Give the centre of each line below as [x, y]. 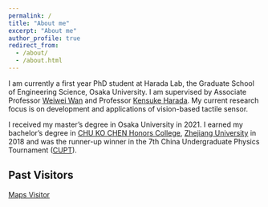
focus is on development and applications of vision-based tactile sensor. [128, 108]
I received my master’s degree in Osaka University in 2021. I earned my [126, 124]
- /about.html [39, 61]
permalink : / [30, 16]
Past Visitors [41, 175]
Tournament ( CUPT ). [43, 150]
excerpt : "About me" [43, 30]
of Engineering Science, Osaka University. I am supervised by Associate [128, 91]
